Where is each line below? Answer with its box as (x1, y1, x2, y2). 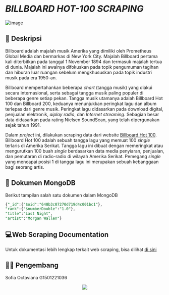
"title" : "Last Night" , (5, 211, 53, 216)
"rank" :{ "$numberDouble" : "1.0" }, (5, 207, 76, 212)
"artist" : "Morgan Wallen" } (5, 216, 62, 221)
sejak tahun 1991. (5, 122, 41, 128)
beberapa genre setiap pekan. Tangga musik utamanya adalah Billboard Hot (5, 95, 163, 101)
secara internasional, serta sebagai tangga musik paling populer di (5, 89, 144, 96)
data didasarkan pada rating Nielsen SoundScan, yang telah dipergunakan (5, 117, 160, 123)
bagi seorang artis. (5, 164, 44, 170)
